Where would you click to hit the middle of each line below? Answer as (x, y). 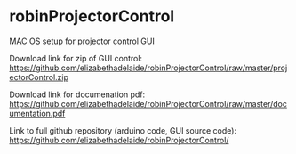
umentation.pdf (37, 113)
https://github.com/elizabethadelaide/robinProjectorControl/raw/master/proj (148, 68)
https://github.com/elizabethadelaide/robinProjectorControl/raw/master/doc (148, 103)
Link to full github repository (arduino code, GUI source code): (123, 130)
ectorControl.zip (39, 77)
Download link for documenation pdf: (77, 94)
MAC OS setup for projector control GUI (82, 41)
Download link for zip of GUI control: (76, 58)
